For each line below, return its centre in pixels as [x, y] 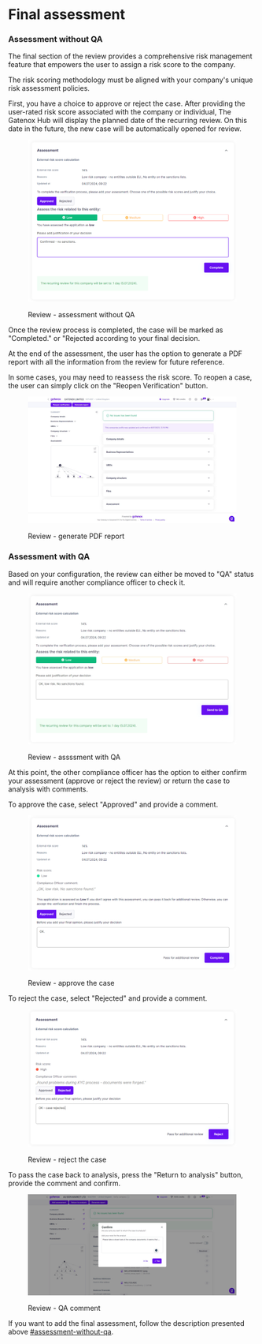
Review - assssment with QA [74, 757]
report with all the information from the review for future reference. [116, 361]
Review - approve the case [71, 983]
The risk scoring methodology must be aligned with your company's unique [131, 80]
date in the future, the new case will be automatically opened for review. [125, 129]
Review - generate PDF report [76, 536]
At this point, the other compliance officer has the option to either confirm [127, 773]
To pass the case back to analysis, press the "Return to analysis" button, [126, 1175]
